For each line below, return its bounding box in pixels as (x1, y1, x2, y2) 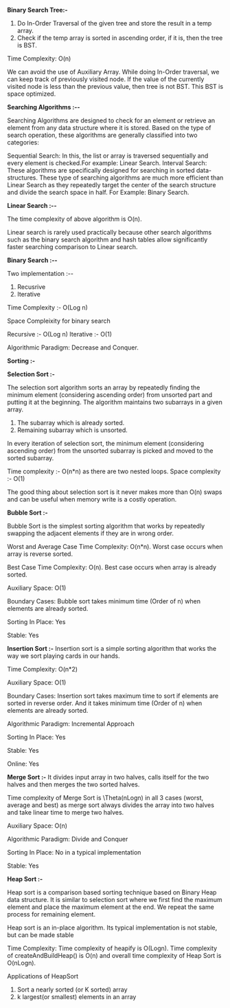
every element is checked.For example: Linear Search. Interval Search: (7, 159, 207, 167)
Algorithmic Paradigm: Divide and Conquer (7, 835, 128, 843)
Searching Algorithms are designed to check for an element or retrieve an (7, 116, 216, 125)
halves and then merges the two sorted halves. (7, 780, 140, 789)
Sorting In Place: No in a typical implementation (7, 848, 141, 856)
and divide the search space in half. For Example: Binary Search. (7, 189, 189, 196)
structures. (7, 173, 38, 182)
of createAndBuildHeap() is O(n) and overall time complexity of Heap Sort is (7, 952, 222, 959)
